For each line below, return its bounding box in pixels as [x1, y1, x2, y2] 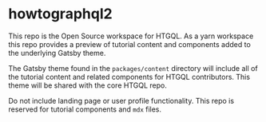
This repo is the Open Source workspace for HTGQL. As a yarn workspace [8, 31, 254, 41]
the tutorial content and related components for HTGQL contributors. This [8, 72, 250, 81]
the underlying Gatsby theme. [8, 48, 106, 57]
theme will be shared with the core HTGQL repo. [8, 81, 168, 90]
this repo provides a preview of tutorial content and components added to [8, 39, 252, 49]
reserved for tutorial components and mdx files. [8, 104, 162, 114]
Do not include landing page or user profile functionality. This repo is [8, 96, 234, 105]
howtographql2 [8, 5, 113, 23]
